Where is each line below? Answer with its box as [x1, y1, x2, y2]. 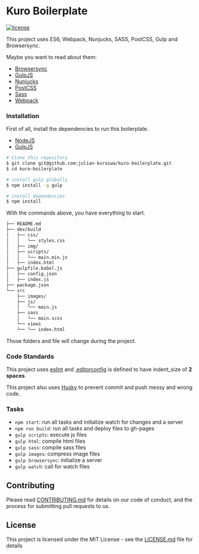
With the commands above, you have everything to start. [6, 209, 146, 216]
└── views [17, 321, 42, 327]
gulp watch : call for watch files [14, 463, 90, 470]
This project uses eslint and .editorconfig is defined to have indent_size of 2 [6, 366, 192, 373]
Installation [6, 112, 40, 120]
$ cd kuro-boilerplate [6, 166, 63, 172]
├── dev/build [6, 227, 42, 232]
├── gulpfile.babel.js [6, 265, 63, 271]
